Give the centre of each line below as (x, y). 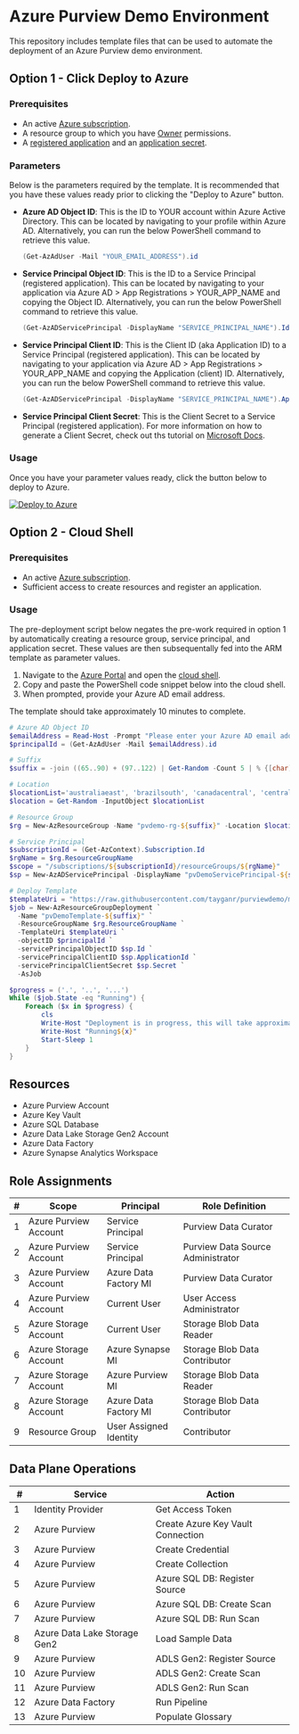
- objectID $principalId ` (65, 941)
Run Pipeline (182, 1702)
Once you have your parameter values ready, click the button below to (138, 477)
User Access (210, 1298)
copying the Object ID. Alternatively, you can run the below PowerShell (152, 301)
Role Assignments (61, 1181)
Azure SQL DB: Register (205, 1578)
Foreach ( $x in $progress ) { (79, 1007)
